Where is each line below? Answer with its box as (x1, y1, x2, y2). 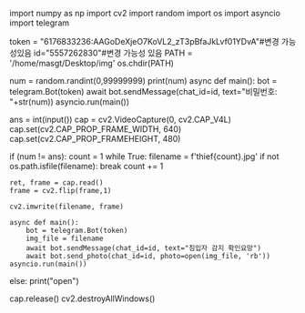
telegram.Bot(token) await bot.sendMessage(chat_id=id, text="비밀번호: (9, 86, 278, 96)
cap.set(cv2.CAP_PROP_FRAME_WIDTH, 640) (9, 124, 182, 135)
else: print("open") (9, 276, 79, 286)
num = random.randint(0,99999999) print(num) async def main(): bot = (9, 76, 278, 86)
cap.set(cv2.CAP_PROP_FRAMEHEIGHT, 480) (9, 134, 181, 144)
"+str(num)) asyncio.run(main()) (9, 96, 130, 107)
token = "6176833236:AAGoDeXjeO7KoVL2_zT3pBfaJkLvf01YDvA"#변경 (9, 36, 280, 46)
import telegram (9, 17, 70, 28)
